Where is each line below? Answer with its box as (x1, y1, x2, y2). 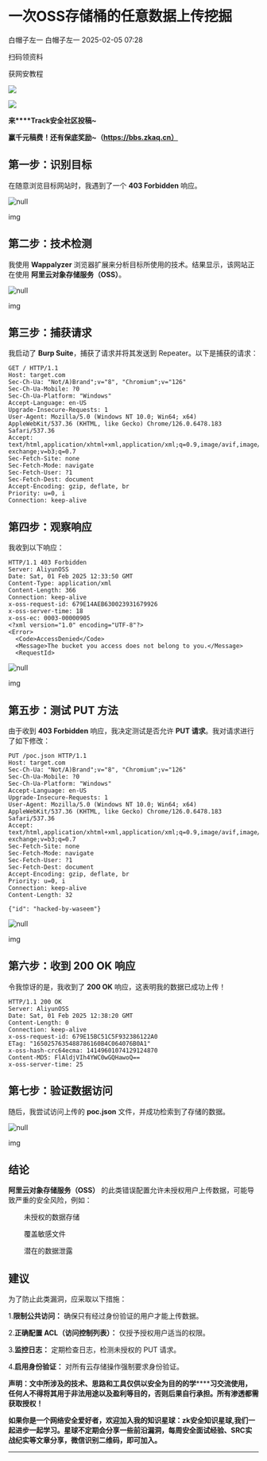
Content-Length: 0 (8, 1019, 69, 1027)
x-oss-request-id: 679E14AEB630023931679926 (8, 600, 158, 608)
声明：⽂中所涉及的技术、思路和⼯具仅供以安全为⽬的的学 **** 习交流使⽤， (8, 1379, 253, 1389)
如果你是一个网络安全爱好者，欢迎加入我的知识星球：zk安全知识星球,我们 (8, 1416, 249, 1425)
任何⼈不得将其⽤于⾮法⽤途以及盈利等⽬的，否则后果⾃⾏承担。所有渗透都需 (8, 1389, 259, 1398)
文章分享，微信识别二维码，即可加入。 (35, 1436, 161, 1445)
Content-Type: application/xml (8, 580, 112, 588)
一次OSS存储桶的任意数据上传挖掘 (8, 7, 233, 25)
